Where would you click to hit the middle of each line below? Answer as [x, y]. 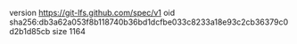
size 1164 [69, 31]
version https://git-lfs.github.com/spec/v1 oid [92, 13]
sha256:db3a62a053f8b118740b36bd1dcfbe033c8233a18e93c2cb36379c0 [148, 22]
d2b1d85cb [30, 31]
